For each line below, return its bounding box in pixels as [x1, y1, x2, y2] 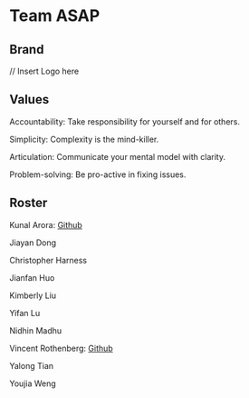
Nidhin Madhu [9, 324, 62, 336]
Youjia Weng [9, 378, 56, 389]
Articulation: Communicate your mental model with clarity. [9, 151, 226, 162]
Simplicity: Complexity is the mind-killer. [9, 134, 159, 144]
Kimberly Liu [9, 290, 57, 301]
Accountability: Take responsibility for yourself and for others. [9, 115, 240, 127]
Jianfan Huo [9, 272, 55, 283]
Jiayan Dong [9, 237, 57, 248]
